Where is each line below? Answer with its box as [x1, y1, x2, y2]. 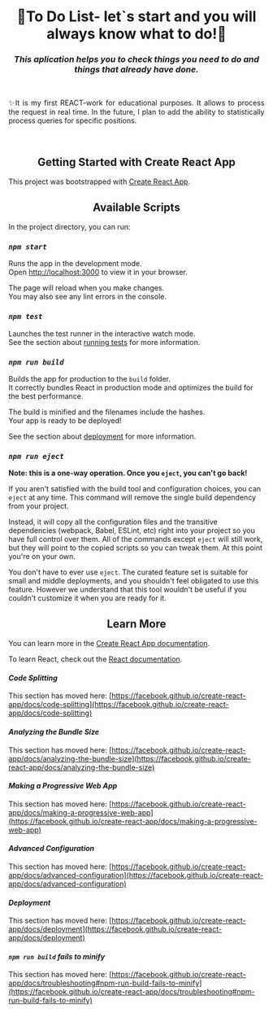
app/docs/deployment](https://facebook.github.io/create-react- [8, 924, 222, 934]
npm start [8, 242, 47, 251]
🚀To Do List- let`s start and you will [16, 7, 257, 26]
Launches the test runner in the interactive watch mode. [8, 329, 197, 338]
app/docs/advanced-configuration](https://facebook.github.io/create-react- [8, 870, 264, 880]
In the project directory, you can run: [8, 222, 131, 232]
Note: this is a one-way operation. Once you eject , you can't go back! [8, 468, 248, 478]
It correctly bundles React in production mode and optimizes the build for [8, 382, 253, 392]
